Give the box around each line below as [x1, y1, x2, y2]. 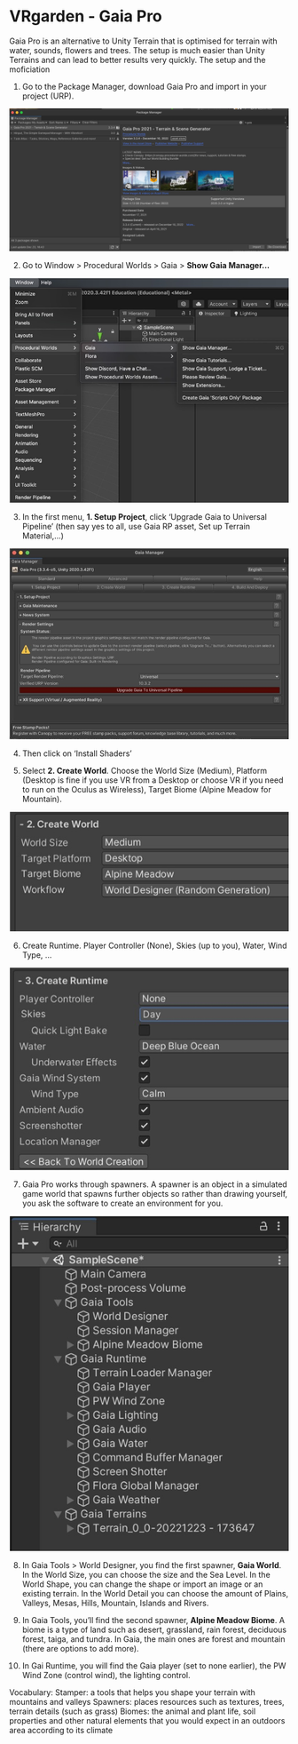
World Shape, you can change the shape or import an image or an [21, 1579, 263, 1589]
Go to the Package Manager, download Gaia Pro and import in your [21, 81, 268, 92]
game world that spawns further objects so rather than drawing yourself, [21, 1189, 288, 1199]
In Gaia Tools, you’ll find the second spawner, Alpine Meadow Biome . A [21, 1615, 286, 1626]
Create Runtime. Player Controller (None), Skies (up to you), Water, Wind [21, 940, 287, 952]
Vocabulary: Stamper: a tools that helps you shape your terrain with [9, 1687, 255, 1698]
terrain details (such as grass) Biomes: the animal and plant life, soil [9, 1706, 256, 1716]
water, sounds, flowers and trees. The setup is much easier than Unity [9, 44, 266, 55]
